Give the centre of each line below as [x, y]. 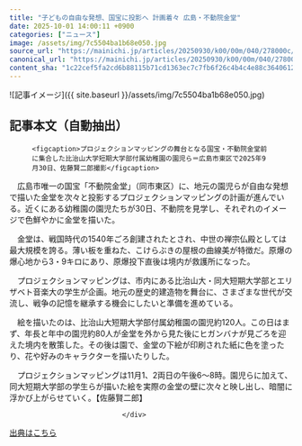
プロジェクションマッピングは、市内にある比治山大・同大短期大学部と [147, 280]
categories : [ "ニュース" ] [55, 34]
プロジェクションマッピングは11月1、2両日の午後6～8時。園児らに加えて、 [155, 375]
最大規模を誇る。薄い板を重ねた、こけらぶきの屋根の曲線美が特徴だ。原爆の [151, 250]
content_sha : [34, 68]
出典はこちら [33, 432]
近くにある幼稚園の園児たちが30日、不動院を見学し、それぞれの [144, 208]
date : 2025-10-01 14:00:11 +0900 [72, 26]
